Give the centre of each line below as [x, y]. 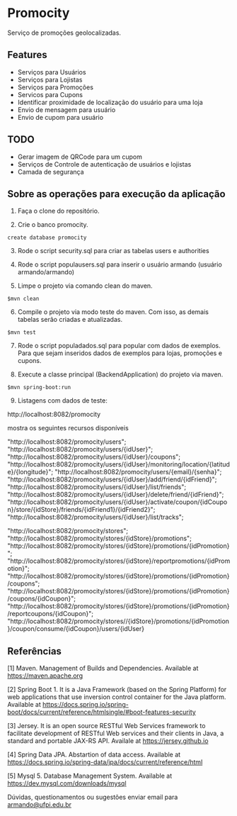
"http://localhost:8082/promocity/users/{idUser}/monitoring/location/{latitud [118, 464]
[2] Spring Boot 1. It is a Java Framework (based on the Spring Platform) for [117, 690]
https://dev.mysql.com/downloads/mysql [67, 783]
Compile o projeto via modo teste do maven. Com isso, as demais [113, 312]
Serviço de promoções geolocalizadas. [64, 33]
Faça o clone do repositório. [58, 211]
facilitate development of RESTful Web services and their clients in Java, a [116, 733]
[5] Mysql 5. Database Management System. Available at [89, 776]
